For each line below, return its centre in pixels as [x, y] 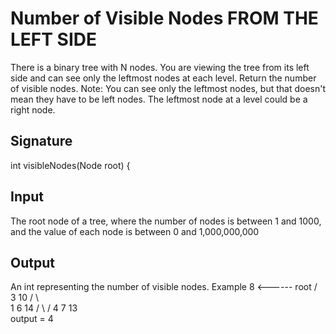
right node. [33, 109]
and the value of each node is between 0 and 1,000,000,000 [135, 231]
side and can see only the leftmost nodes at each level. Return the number [163, 78]
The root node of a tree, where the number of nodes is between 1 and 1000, [166, 221]
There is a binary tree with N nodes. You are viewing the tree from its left [160, 67]
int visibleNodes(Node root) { [70, 165]
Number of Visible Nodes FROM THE [164, 18]
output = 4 [32, 319]
